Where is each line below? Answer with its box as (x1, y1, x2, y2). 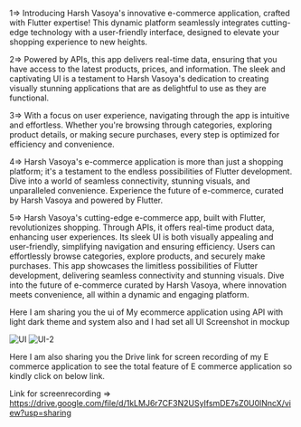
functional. (9, 92, 50, 103)
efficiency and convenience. (9, 139, 115, 149)
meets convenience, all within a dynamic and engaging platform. (9, 289, 250, 299)
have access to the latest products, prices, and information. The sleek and (9, 63, 286, 74)
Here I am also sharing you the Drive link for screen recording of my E (9, 352, 269, 362)
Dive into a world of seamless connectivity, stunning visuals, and (9, 176, 250, 186)
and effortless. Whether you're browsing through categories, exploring (9, 119, 273, 130)
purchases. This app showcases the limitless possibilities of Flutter (9, 261, 259, 270)
